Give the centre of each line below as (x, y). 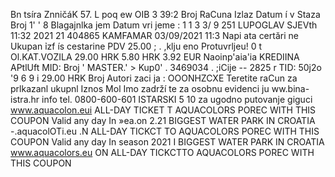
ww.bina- (290, 88)
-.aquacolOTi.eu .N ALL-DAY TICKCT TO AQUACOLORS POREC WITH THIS (165, 131)
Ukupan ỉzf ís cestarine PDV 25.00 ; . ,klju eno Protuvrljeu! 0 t (136, 46)
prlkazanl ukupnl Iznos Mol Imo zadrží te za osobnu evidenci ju (140, 88)
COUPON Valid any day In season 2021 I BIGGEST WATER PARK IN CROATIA (167, 142)
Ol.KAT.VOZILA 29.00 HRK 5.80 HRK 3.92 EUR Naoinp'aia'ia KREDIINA (155, 57)
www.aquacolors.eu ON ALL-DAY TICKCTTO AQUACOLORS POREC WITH (162, 152)
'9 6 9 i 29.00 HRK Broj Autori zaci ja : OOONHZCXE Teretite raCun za (154, 78)
